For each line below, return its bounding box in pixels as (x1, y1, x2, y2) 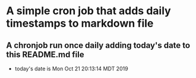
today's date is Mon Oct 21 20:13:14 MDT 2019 (14, 65, 129, 72)
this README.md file (6, 49, 84, 60)
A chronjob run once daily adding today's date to (6, 40, 191, 50)
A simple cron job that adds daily (6, 4, 171, 18)
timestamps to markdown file (6, 17, 154, 30)
